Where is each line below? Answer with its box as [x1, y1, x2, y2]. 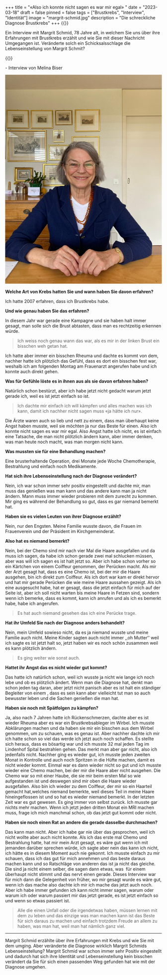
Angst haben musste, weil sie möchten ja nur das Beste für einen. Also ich [5, 423, 157, 429]
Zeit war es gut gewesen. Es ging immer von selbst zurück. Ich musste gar [5, 799, 158, 805]
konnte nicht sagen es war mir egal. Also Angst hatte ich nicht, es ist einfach [5, 428, 162, 434]
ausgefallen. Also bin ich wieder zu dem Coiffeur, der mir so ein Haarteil [5, 783, 153, 789]
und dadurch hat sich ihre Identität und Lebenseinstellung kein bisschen [5, 954, 153, 959]
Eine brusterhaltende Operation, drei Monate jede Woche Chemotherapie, [5, 458, 156, 464]
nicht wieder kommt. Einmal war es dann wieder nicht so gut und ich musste [5, 762, 162, 768]
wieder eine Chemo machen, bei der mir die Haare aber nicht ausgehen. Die [5, 768, 161, 773]
